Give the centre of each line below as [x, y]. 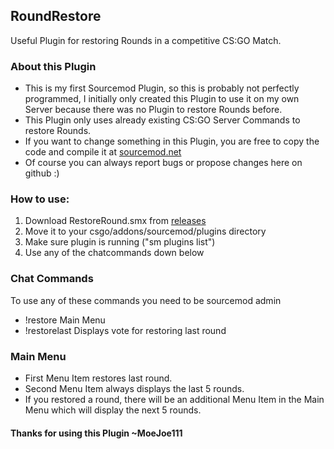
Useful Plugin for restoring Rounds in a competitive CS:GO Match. [146, 40]
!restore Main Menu [65, 320]
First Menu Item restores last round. [98, 378]
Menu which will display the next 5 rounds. [113, 410]
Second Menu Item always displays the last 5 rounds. [134, 388]
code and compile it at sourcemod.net [103, 152]
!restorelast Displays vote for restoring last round [125, 330]
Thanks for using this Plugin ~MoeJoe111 [96, 433]
